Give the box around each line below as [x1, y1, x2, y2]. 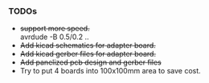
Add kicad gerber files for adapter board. [19, 49, 157, 59]
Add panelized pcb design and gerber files [19, 57, 162, 67]
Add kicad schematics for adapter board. [19, 41, 157, 50]
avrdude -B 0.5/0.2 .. [19, 32, 90, 41]
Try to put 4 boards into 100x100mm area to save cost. [19, 66, 201, 76]
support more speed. [19, 24, 90, 34]
